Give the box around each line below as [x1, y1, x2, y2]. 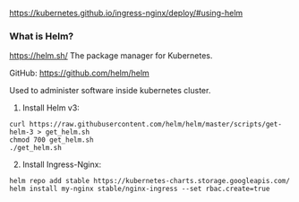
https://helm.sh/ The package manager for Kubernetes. [9, 50, 213, 61]
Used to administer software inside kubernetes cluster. [9, 85, 211, 96]
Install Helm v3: [21, 102, 81, 113]
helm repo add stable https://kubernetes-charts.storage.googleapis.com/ [9, 177, 291, 186]
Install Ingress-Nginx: [21, 159, 101, 170]
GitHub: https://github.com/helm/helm [9, 67, 149, 79]
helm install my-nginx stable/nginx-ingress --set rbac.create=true [9, 184, 270, 194]
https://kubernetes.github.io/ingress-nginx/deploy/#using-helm [9, 8, 243, 18]
